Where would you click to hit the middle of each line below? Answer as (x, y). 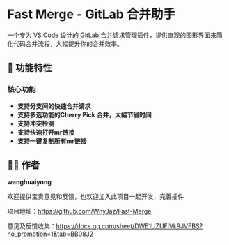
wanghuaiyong (30, 182)
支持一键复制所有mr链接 (52, 141)
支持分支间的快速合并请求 (54, 106)
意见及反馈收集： (32, 226)
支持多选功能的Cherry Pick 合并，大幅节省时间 (84, 114)
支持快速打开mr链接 (46, 132)
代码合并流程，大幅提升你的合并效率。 (68, 43)
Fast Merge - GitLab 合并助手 (92, 14)
